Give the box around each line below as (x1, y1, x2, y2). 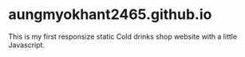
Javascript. (8, 40, 45, 49)
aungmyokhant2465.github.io (8, 6, 212, 24)
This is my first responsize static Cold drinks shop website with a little (8, 32, 238, 41)
